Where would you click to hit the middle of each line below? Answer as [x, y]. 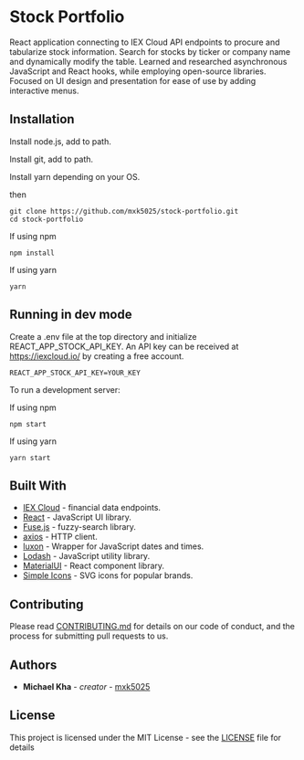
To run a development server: [65, 389]
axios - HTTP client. [60, 537]
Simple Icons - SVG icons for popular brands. [108, 575]
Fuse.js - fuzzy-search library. [79, 527]
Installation [42, 119]
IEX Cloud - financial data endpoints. [92, 508]
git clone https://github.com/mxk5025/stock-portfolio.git [124, 211]
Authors [33, 665]
